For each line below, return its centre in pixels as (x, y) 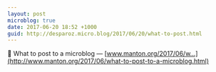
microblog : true (31, 20)
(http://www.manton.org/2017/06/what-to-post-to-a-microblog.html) (108, 61)
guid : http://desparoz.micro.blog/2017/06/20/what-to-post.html (105, 34)
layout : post (27, 14)
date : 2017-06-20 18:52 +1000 (52, 27)
